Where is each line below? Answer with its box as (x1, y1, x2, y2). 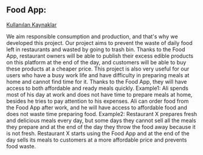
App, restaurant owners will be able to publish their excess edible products (6, 52, 193, 60)
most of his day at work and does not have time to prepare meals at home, (6, 91, 193, 98)
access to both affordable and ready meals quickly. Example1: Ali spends (6, 84, 188, 92)
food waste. (6, 142, 36, 150)
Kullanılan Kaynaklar (6, 21, 57, 28)
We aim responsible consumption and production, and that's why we (6, 33, 178, 40)
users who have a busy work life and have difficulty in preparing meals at (6, 71, 190, 78)
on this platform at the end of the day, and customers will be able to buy (6, 58, 187, 66)
